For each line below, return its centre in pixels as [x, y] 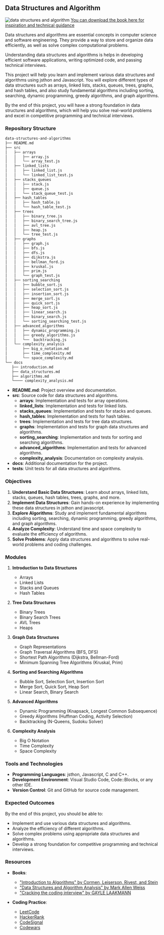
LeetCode [29, 911]
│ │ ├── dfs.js [25, 253]
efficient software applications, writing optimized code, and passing [73, 60]
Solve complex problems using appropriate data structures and [76, 834]
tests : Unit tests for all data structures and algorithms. [67, 469]
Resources [18, 862]
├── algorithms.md [30, 376]
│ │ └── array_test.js [33, 161]
